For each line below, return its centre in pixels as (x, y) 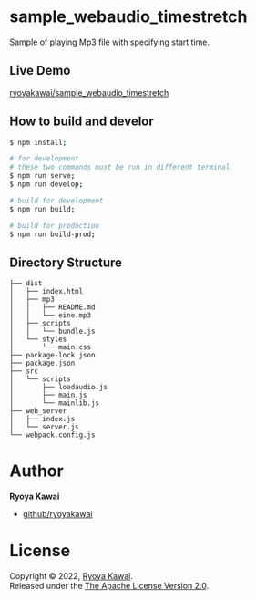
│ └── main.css (51, 347)
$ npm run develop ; (46, 184)
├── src (24, 371)
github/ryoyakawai (57, 514)
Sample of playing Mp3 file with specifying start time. (109, 42)
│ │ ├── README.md (52, 307)
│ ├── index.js (42, 419)
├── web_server (38, 411)
